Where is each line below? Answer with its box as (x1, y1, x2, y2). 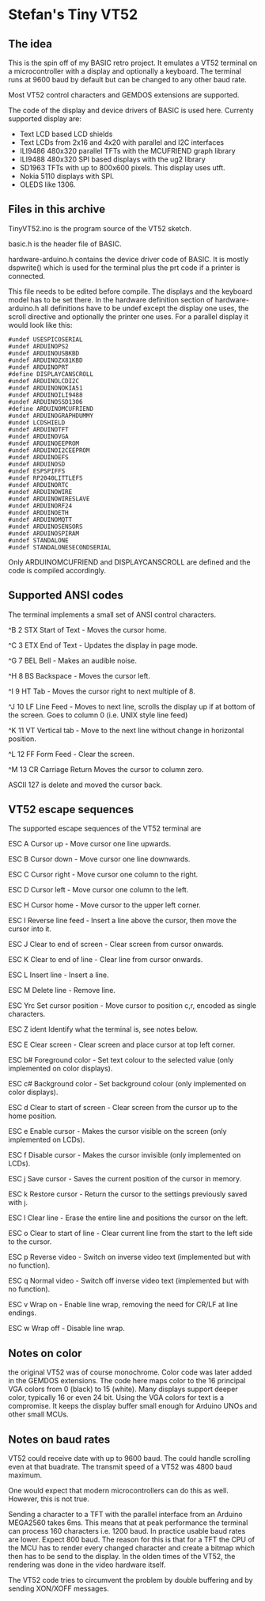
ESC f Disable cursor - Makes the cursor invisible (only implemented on (8, 1150, 241, 1160)
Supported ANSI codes (8, 588, 124, 603)
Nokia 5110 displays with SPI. (19, 172, 115, 181)
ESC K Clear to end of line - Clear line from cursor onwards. (8, 955, 203, 964)
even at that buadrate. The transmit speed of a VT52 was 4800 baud (8, 1462, 233, 1472)
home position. (8, 1111, 57, 1121)
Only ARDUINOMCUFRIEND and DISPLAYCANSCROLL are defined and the (8, 557, 251, 567)
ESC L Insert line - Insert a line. (8, 970, 109, 979)
